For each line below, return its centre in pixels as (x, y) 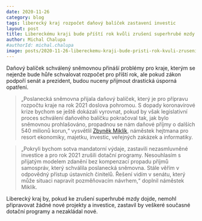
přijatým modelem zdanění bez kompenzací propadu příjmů (95, 161)
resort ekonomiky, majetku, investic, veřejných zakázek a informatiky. (107, 137)
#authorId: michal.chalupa (40, 46)
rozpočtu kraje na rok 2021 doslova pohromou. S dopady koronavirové (108, 105)
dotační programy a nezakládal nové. (52, 211)
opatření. (17, 87)
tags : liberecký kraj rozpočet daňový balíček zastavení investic (91, 23)
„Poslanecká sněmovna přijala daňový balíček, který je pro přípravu (104, 98)
